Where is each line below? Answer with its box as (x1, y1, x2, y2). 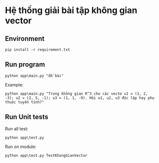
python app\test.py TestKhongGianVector (5, 153, 88, 158)
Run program (5, 61, 45, 69)
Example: (5, 81, 24, 87)
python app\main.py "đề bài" (5, 73, 64, 78)
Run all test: (5, 126, 29, 131)
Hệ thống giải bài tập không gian (5, 5, 138, 16)
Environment (5, 34, 45, 43)
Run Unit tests (5, 113, 48, 121)
